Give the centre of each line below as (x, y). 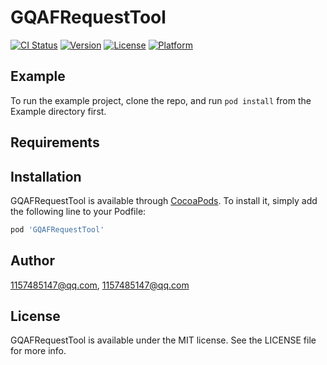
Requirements (55, 142)
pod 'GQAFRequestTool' (57, 229)
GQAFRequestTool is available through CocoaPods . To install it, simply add (164, 200)
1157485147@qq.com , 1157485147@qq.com (100, 285)
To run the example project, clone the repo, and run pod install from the (161, 100)
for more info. (38, 351)
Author (32, 261)
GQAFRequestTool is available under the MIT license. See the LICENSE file (163, 340)
